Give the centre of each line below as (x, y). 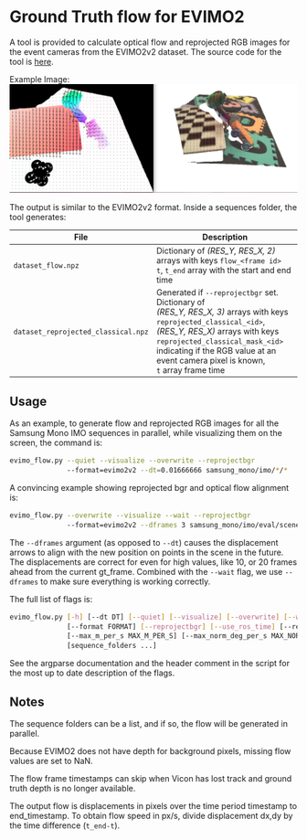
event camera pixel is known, (211, 360)
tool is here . (32, 61)
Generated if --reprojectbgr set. (217, 292)
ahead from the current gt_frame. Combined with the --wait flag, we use (146, 571)
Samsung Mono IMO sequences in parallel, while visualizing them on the (146, 433)
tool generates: (38, 217)
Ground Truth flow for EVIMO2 (127, 17)
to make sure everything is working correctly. (126, 581)
